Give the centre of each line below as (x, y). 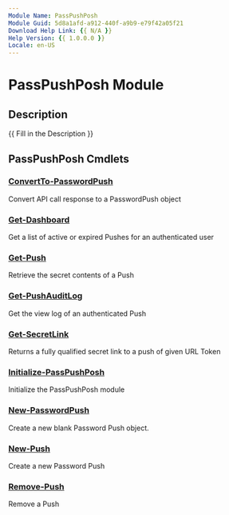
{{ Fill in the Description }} (51, 134)
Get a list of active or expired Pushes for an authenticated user (111, 238)
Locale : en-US (32, 46)
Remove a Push (34, 504)
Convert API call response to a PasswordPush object (95, 199)
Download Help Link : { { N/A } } (60, 30)
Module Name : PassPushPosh (53, 16)
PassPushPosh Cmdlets (69, 159)
